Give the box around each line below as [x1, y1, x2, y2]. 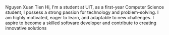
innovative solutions [5, 25, 47, 31]
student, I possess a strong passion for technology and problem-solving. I [5, 9, 159, 15]
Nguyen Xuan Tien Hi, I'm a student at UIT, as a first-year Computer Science [5, 4, 164, 10]
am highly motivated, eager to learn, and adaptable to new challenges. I [5, 15, 154, 20]
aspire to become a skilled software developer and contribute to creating [5, 20, 156, 26]
